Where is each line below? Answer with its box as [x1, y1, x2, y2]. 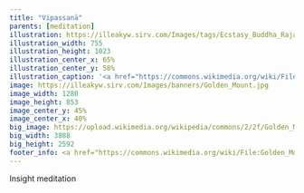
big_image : [9, 123, 51, 132]
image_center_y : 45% [9, 106, 88, 115]
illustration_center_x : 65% [9, 55, 116, 64]
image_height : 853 [9, 97, 79, 107]
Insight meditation [9, 173, 77, 184]
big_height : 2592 [9, 140, 75, 149]
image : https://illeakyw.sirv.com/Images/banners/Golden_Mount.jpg [9, 81, 270, 90]
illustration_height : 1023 [9, 47, 111, 56]
